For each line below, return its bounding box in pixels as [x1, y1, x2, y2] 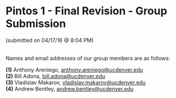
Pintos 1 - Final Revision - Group [5, 4, 168, 18]
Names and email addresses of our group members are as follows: [5, 54, 171, 62]
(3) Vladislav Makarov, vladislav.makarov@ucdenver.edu [5, 79, 146, 86]
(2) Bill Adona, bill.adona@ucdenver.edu [5, 72, 106, 79]
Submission [5, 17, 67, 30]
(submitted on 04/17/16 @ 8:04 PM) [5, 36, 94, 44]
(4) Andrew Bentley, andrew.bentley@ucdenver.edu [5, 85, 134, 92]
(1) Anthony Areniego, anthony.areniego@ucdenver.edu [5, 66, 144, 73]
